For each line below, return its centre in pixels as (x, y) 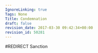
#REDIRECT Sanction (26, 46)
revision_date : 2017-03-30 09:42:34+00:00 (49, 28)
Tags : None (16, 14)
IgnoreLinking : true (26, 10)
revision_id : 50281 (25, 32)
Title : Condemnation (26, 19)
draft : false (18, 23)
